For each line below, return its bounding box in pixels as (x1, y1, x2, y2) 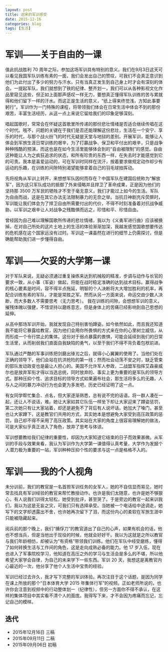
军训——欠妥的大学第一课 (5, 256, 111, 267)
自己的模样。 (9, 598, 36, 604)
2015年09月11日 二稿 (12, 635, 55, 641)
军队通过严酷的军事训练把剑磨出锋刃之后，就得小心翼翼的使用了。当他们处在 (5, 351, 163, 356)
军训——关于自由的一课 (5, 49, 102, 61)
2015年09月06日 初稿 (12, 641, 57, 647)
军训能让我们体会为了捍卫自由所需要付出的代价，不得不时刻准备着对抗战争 (5, 201, 158, 207)
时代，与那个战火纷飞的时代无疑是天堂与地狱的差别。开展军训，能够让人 (13, 134, 163, 140)
